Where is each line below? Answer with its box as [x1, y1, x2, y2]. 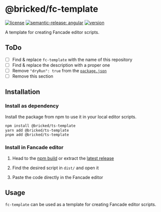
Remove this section [12, 73, 54, 79]
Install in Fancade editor [5, 144, 64, 151]
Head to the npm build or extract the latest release [12, 155, 114, 161]
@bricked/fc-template [5, 3, 98, 15]
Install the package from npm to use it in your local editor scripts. [5, 114, 136, 120]
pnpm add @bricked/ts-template [5, 132, 69, 137]
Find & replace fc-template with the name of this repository [12, 57, 133, 62]
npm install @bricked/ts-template [5, 123, 76, 128]
